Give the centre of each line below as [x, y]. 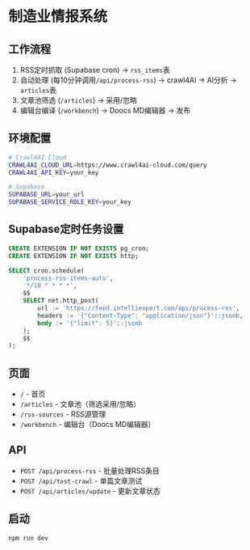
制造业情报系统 [58, 17]
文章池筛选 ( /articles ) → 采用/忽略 [78, 100]
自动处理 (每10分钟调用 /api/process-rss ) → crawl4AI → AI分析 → [128, 80]
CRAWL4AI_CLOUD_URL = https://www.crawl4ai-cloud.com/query [108, 165]
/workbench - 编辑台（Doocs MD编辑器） [87, 425]
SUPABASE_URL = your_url [46, 195]
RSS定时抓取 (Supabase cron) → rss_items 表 [95, 70]
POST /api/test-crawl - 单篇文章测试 [81, 480]
